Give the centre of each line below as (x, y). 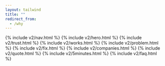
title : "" (15, 14)
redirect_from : (21, 19)
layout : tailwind (23, 10)
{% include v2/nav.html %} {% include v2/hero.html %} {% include (74, 38)
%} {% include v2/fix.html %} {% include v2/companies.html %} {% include (83, 48)
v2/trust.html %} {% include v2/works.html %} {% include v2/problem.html (82, 43)
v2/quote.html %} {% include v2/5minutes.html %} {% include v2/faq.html (81, 54)
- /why (16, 24)
